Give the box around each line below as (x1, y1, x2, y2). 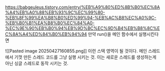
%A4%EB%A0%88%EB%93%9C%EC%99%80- (5, 9, 105, 15)
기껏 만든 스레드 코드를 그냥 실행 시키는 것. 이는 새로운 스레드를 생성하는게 (14, 54, 157, 60)
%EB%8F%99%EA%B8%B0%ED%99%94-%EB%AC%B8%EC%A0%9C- (5, 15, 157, 20)
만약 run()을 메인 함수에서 (88, 31, 138, 37)
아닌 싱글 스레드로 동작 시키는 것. (5, 61, 69, 66)
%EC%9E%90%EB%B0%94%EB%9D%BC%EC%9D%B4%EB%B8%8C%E (5, 25, 160, 31)
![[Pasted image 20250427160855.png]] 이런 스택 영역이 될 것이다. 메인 (5, 48, 147, 54)
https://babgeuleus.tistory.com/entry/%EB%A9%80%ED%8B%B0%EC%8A (5, 4, 160, 10)
